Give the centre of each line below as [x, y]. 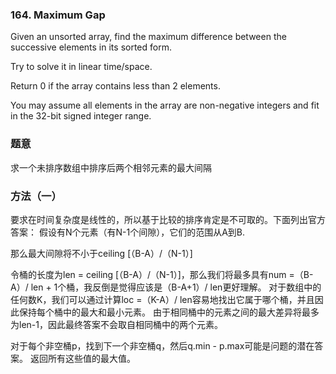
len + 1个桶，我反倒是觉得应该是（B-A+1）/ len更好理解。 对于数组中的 [176, 287]
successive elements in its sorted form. [91, 47]
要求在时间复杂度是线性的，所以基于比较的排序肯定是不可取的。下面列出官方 [168, 219]
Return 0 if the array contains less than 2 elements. [115, 86]
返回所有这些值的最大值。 [82, 358]
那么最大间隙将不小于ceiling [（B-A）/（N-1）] [101, 253]
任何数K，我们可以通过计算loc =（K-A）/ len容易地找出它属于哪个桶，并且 [162, 299]
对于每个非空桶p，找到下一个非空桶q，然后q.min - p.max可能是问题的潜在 [162, 345]
